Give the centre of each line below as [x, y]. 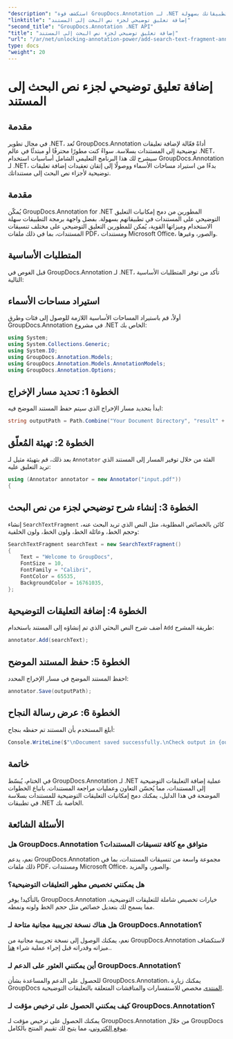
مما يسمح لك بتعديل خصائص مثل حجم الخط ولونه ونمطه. [81, 907]
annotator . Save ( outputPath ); [50, 691]
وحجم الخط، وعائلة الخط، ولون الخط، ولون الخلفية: [74, 532]
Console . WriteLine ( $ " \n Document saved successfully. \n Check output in [112, 742]
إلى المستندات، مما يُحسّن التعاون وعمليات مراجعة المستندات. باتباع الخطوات [107, 788]
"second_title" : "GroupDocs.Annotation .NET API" [81, 26]
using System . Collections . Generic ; [59, 344]
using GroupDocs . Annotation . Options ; [62, 370]
